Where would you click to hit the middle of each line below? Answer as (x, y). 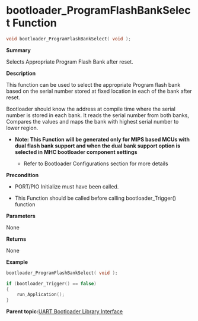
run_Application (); (41, 295)
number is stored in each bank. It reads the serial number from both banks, (98, 115)
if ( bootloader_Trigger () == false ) (51, 284)
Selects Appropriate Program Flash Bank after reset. (70, 62)
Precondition (23, 175)
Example (17, 262)
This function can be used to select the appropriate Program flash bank (93, 84)
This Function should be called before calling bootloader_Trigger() (95, 198)
